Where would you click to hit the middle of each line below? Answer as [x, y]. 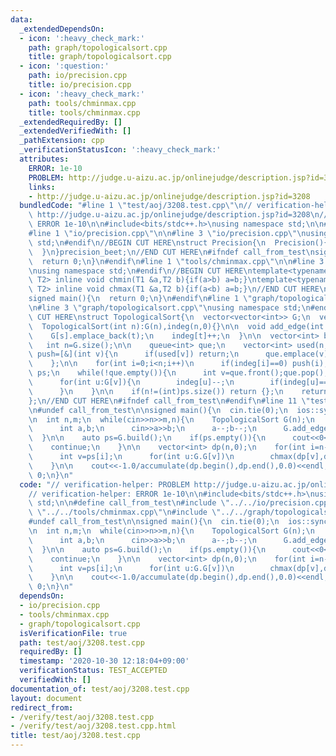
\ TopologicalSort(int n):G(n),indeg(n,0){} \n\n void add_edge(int [176, 326]
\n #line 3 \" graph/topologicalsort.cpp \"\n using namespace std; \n [169, 308]
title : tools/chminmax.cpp [84, 112]
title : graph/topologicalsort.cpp [100, 57]
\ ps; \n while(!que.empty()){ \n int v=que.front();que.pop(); [178, 373]
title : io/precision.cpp [80, 85]
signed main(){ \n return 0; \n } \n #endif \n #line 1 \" [140, 299]
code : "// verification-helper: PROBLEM [104, 484]
